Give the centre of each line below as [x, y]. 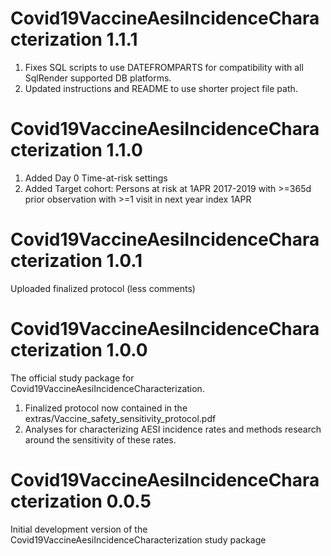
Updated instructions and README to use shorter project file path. [161, 88]
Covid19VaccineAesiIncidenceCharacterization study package [138, 539]
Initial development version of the [79, 529]
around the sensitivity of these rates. [100, 439]
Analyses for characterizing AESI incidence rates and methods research [173, 429]
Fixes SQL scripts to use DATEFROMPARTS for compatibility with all [164, 67]
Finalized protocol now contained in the [106, 408]
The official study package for [72, 378]
